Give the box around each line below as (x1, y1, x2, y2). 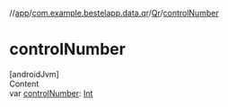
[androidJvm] (9, 68, 60, 79)
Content (9, 78, 39, 89)
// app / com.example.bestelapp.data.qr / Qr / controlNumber (9, 8, 219, 18)
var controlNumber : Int (9, 87, 93, 98)
